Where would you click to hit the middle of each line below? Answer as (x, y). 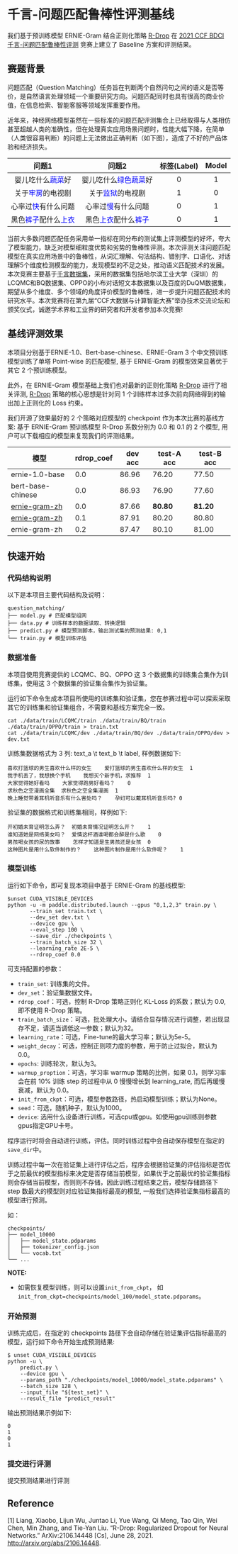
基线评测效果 (35, 334)
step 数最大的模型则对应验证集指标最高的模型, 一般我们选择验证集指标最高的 (119, 1191)
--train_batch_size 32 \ (66, 942)
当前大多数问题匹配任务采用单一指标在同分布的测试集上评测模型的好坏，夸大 (119, 238)
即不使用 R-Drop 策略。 (52, 1010)
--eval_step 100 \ (56, 929)
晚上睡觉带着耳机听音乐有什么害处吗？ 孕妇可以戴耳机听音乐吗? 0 (95, 798)
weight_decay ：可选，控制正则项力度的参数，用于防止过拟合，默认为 (117, 1046)
